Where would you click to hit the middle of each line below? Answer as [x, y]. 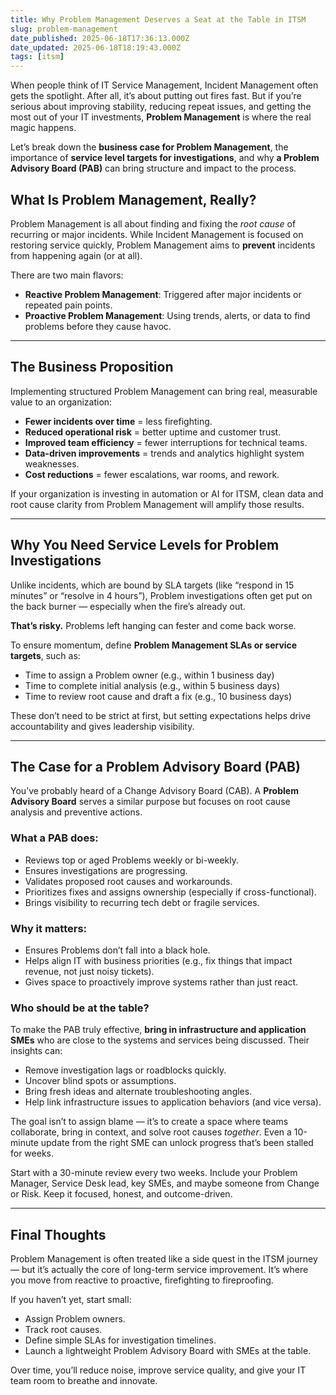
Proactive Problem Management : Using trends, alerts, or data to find [167, 315]
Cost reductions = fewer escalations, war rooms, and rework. [152, 474]
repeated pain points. [68, 305]
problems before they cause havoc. [98, 326]
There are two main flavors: [67, 275]
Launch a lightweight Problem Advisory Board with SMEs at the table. [168, 1351]
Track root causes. [63, 1330]
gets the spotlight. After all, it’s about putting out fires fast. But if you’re [156, 96]
